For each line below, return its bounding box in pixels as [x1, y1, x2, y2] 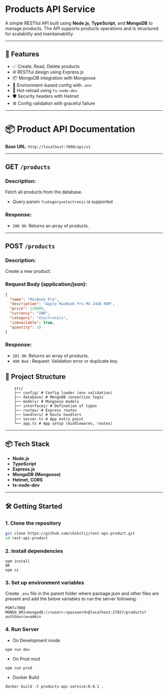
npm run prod [5, 665, 32, 670]
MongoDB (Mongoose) [12, 472, 61, 478]
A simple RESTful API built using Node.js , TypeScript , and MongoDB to [5, 20, 153, 26]
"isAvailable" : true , [9, 320, 55, 325]
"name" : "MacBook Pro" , [9, 297, 59, 302]
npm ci [5, 568, 19, 573]
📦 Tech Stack [5, 440, 50, 448]
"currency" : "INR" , [9, 311, 50, 316]
